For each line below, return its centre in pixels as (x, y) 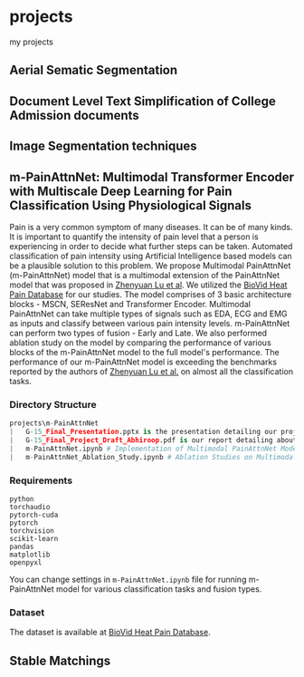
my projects (32, 42)
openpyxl (26, 562)
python (22, 499)
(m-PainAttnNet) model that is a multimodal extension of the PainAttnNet (145, 275)
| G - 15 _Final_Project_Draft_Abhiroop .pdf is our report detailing (141, 440)
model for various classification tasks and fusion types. (159, 589)
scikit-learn (34, 538)
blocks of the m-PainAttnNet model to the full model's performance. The (144, 352)
